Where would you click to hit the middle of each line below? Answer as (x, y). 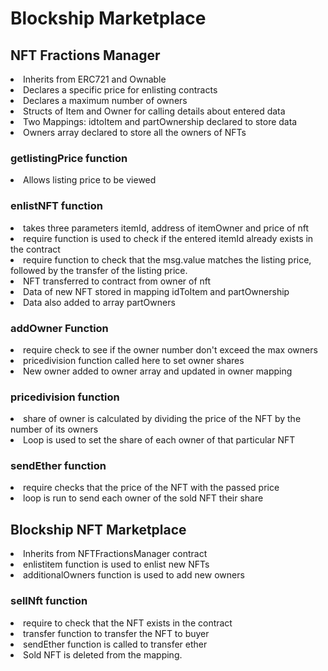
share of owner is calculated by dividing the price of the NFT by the (162, 419)
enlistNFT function (57, 206)
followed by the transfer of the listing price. (99, 270)
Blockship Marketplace (108, 18)
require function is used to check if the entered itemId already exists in (168, 238)
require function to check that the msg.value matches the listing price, (167, 259)
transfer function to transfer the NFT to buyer (116, 633)
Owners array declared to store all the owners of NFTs (135, 132)
